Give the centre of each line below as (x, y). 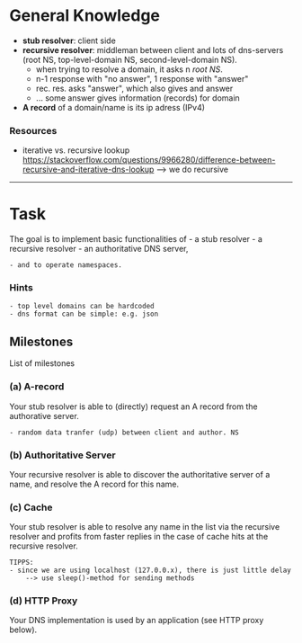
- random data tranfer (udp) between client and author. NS (124, 433)
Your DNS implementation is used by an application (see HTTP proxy (137, 621)
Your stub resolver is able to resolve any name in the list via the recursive (145, 527)
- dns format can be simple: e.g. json (84, 314)
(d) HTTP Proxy (44, 601)
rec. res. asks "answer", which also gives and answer (134, 88)
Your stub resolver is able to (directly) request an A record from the (133, 406)
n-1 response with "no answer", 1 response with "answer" (142, 78)
